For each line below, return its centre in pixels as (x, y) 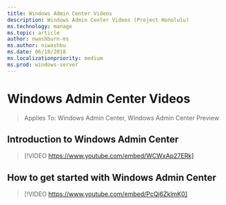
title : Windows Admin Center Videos (60, 13)
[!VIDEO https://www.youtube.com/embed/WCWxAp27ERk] (109, 156)
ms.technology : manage (40, 26)
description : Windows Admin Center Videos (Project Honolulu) (98, 20)
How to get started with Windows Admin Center (112, 177)
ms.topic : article (33, 33)
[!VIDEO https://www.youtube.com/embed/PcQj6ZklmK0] (105, 194)
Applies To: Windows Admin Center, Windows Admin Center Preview (121, 118)
